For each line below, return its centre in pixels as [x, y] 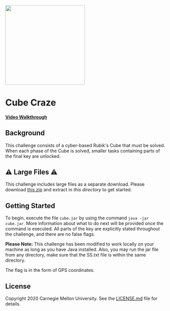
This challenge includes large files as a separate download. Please [75, 184]
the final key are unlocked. [33, 156]
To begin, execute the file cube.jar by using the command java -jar [77, 218]
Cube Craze [31, 103]
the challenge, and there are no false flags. [50, 234]
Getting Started [30, 206]
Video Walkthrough [26, 117]
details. [13, 304]
